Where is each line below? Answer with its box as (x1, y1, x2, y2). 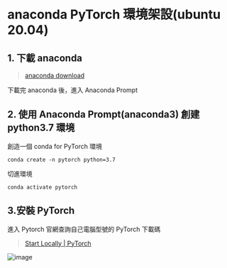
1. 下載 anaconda (7, 52, 83, 64)
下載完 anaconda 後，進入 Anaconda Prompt (7, 86, 138, 94)
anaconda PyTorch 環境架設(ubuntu (7, 6, 221, 23)
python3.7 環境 (7, 122, 75, 134)
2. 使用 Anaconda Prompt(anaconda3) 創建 (7, 108, 200, 121)
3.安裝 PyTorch (7, 205, 75, 217)
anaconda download (24, 72, 85, 79)
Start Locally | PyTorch (24, 239, 92, 247)
